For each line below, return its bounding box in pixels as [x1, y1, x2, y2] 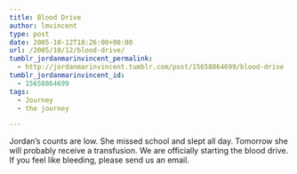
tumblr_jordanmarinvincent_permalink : [9, 54, 153, 63]
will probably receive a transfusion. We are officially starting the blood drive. [9, 146, 289, 156]
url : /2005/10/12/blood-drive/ [9, 46, 125, 55]
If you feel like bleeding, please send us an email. [9, 154, 189, 165]
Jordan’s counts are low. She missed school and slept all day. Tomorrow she [9, 136, 289, 146]
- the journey [17, 104, 69, 113]
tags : [9, 87, 29, 96]
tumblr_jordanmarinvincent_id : [9, 71, 125, 80]
